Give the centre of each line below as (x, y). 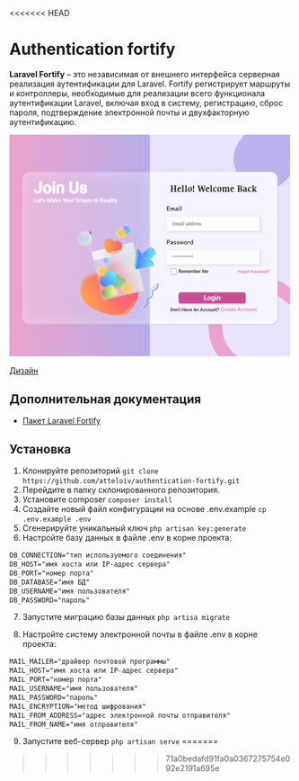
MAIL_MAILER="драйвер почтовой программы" (90, 662)
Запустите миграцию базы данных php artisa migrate (126, 617)
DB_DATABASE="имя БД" (50, 583)
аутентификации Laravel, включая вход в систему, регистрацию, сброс (146, 103)
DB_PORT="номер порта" (52, 574)
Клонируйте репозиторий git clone (90, 471)
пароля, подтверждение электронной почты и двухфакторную (129, 112)
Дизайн (24, 371)
